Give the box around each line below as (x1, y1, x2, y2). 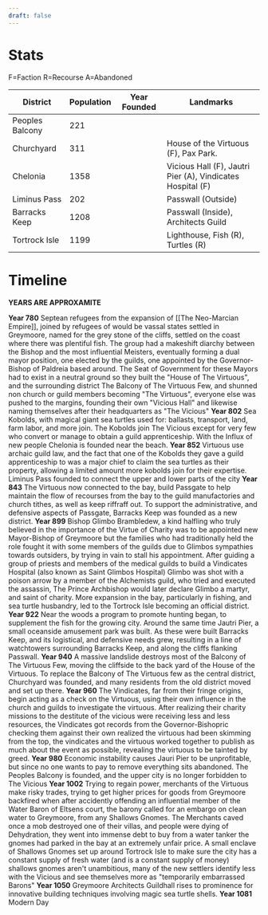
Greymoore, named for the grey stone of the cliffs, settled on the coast (8, 330, 241, 340)
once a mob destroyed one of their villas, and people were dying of (8, 821, 229, 831)
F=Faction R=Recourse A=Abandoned (8, 73, 133, 82)
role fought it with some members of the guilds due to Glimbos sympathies (8, 541, 254, 551)
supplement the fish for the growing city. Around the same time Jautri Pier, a (8, 618, 259, 627)
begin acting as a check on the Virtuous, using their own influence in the (8, 694, 246, 704)
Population (69, 96, 112, 108)
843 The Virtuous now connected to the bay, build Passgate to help (8, 482, 231, 492)
